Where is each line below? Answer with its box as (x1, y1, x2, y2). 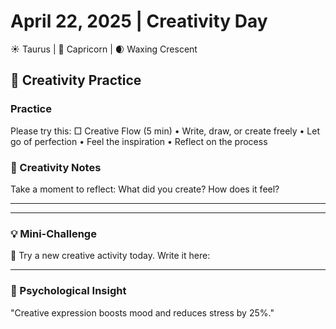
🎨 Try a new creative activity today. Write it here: (10, 250, 211, 262)
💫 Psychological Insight (10, 284, 127, 298)
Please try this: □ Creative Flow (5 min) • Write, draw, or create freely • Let (10, 125, 321, 137)
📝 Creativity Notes (10, 160, 102, 174)
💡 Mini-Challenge (10, 226, 97, 240)
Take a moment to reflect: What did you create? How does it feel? (10, 183, 280, 195)
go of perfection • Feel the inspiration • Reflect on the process (10, 135, 268, 147)
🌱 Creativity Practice (10, 72, 142, 89)
